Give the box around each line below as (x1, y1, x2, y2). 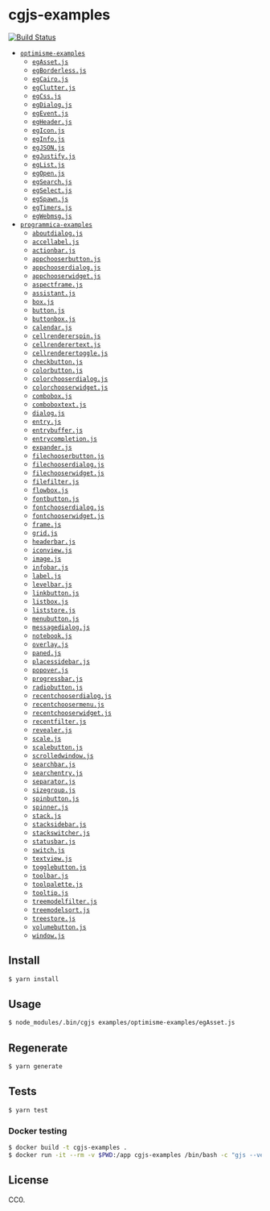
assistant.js (31, 289, 76, 298)
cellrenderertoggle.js (31, 349, 108, 357)
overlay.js (31, 640, 69, 648)
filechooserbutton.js (31, 452, 104, 460)
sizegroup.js (31, 786, 76, 794)
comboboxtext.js (31, 401, 87, 409)
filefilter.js (31, 477, 80, 485)
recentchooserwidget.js (31, 709, 112, 717)
